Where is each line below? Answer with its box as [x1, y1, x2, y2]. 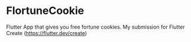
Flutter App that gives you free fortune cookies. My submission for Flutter [6, 23, 185, 30]
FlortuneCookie [6, 4, 85, 17]
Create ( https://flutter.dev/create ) [6, 29, 88, 36]
